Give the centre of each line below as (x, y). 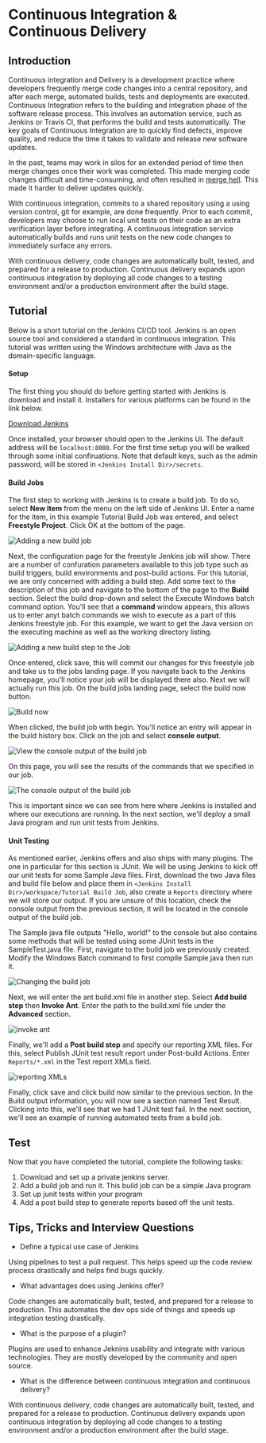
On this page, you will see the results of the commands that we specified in (131, 767)
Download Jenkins (39, 424)
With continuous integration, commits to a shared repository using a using (129, 203)
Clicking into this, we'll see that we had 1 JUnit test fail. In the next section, (130, 1110)
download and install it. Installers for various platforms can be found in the (129, 400)
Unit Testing (29, 841)
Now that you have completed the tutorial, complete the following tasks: (126, 1162)
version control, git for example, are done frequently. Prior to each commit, (130, 212)
